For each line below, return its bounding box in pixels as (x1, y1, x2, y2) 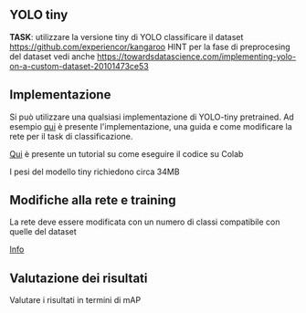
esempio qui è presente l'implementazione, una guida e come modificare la (9, 120, 292, 131)
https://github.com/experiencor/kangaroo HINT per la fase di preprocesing (9, 41, 290, 52)
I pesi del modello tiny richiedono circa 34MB (9, 166, 180, 177)
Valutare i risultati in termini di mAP (9, 295, 142, 306)
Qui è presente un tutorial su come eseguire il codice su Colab (9, 148, 244, 159)
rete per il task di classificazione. (9, 130, 133, 141)
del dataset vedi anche (9, 50, 96, 62)
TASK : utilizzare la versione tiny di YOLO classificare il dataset (9, 31, 244, 42)
